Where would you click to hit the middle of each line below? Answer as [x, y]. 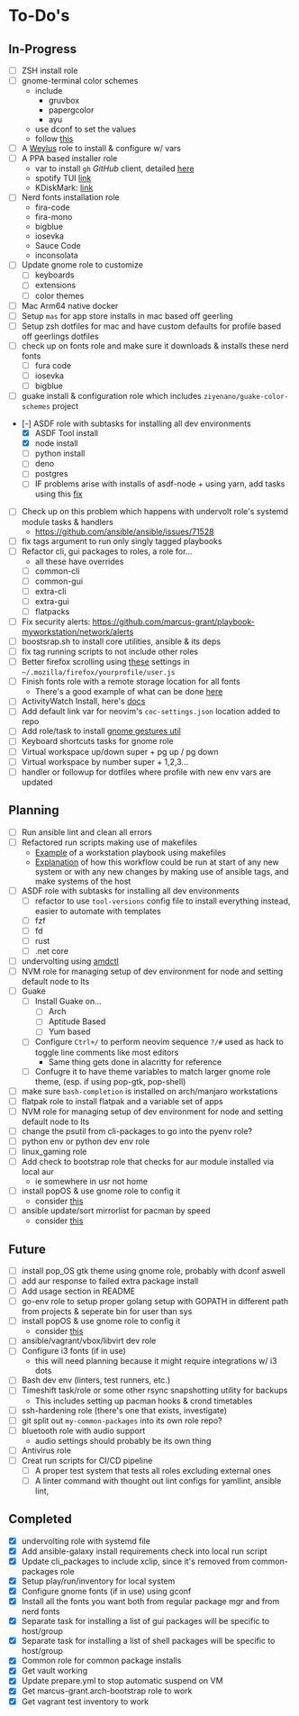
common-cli [57, 571]
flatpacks [52, 611]
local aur [38, 1171]
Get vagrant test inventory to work [85, 1701]
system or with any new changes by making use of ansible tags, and [162, 871]
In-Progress [43, 49]
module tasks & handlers [67, 522]
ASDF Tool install [66, 433]
